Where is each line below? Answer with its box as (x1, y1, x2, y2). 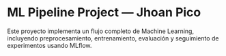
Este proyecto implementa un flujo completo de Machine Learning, (7, 27, 195, 35)
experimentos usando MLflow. (7, 41, 92, 49)
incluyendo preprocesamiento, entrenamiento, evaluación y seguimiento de (7, 34, 219, 42)
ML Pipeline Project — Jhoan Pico (7, 5, 201, 20)
